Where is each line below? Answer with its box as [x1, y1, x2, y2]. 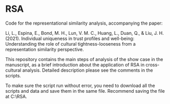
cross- [145, 61, 160, 68]
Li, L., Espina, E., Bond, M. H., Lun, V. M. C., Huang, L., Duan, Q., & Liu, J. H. [5, 30, 164, 36]
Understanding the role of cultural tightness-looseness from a [5, 40, 136, 47]
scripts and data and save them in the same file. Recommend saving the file [5, 88, 165, 94]
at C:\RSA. [5, 93, 27, 99]
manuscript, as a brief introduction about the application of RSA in [5, 61, 145, 68]
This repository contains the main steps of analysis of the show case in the [5, 56, 163, 62]
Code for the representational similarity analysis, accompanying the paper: [5, 20, 163, 26]
